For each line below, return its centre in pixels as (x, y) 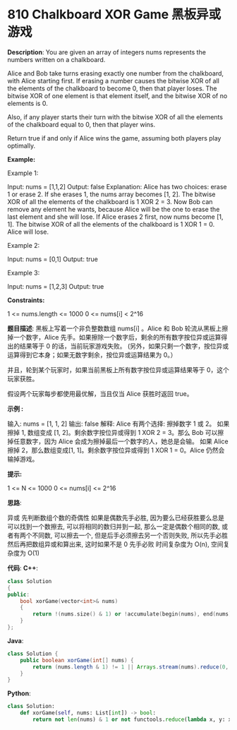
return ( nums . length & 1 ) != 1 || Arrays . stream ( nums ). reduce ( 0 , (131, 667)
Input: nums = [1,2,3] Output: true (56, 286)
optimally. (22, 145)
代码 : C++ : (23, 568)
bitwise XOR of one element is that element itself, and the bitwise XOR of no (117, 95)
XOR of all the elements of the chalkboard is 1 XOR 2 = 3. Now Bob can (110, 201)
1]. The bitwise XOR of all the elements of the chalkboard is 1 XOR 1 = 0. (111, 224)
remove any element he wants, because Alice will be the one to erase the (114, 209)
